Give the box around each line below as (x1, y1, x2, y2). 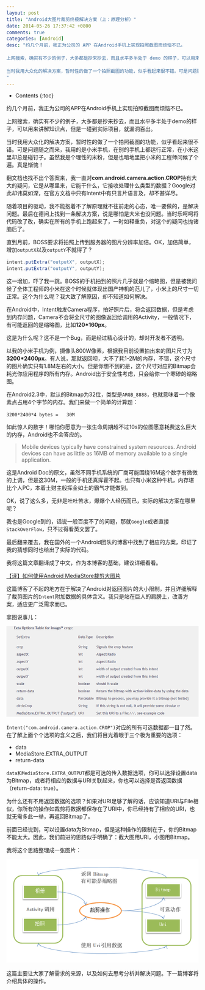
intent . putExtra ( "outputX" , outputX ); (6, 259, 105, 266)
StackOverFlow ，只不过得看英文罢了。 (6, 525, 101, 533)
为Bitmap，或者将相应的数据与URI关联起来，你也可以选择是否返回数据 (6, 776, 183, 784)
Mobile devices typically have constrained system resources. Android (21, 443, 196, 451)
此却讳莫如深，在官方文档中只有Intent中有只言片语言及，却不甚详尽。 (6, 190, 181, 197)
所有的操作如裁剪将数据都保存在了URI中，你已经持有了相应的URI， (22, 805, 190, 812)
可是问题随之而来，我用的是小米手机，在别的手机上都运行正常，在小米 (16, 146, 193, 153)
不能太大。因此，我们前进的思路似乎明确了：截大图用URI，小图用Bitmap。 (6, 833, 193, 841)
